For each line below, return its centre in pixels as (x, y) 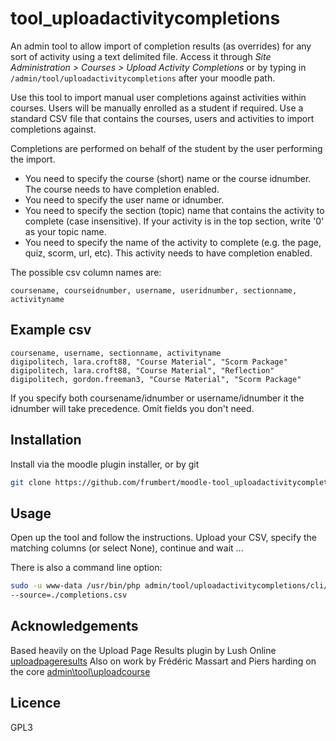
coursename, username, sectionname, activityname (116, 353)
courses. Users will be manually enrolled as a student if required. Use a (157, 108)
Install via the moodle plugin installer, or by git (105, 464)
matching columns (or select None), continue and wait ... (127, 548)
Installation (46, 440)
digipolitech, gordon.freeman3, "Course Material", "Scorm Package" (156, 379)
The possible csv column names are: (86, 272)
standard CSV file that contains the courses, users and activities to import (162, 118)
